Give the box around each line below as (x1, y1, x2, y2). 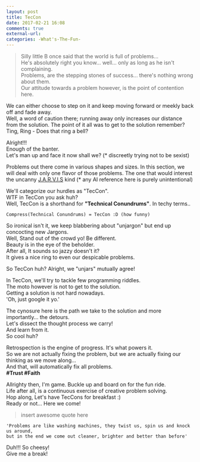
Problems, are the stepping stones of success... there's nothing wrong (20, 72, 193, 79)
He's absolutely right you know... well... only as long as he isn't (20, 59, 174, 66)
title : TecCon (6, 14, 42, 20)
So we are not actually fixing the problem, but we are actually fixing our (6, 351, 182, 357)
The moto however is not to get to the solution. (6, 283, 121, 290)
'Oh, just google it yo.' (6, 296, 60, 302)
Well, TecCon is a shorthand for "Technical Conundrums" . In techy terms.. (6, 200, 191, 207)
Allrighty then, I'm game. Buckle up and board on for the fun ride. (6, 381, 166, 388)
